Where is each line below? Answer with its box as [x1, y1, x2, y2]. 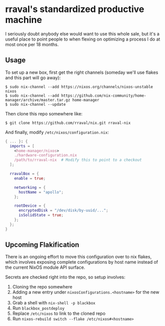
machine [5, 14, 42, 26]
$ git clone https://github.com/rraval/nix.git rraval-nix [5, 120, 131, 125]
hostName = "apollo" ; [18, 190, 64, 195]
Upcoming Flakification [5, 241, 79, 249]
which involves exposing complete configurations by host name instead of [5, 259, 158, 265]
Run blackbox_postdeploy [12, 305, 65, 311]
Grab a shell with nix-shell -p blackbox [12, 300, 96, 306]
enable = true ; [14, 176, 46, 181]
